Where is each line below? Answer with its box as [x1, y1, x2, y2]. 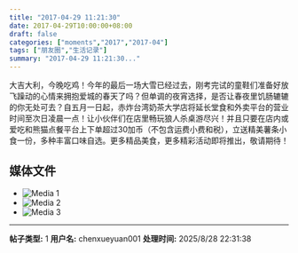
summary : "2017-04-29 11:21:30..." [9, 54, 141, 63]
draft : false [9, 29, 58, 38]
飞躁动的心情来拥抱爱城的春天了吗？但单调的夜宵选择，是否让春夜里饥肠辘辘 [9, 91, 289, 101]
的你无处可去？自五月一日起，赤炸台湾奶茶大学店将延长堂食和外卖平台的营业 [9, 102, 289, 112]
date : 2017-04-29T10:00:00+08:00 [9, 21, 133, 30]
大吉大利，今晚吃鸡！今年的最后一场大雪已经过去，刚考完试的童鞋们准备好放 [9, 80, 289, 90]
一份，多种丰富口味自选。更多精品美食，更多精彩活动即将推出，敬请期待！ [16, 135, 289, 146]
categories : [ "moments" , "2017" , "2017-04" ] [9, 37, 169, 47]
